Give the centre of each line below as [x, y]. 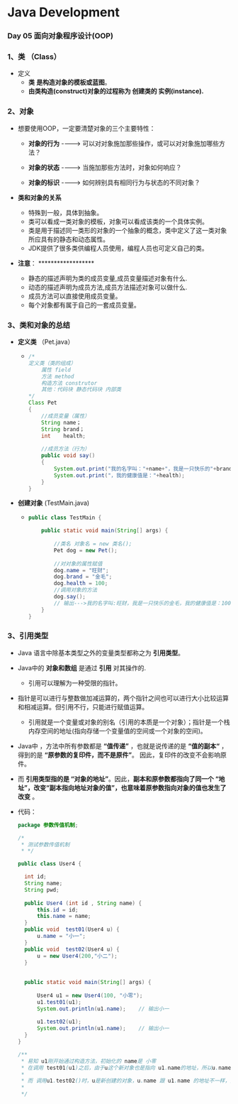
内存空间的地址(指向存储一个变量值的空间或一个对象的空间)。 [117, 731]
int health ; [64, 436]
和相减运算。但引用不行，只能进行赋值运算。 [83, 706]
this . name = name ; [64, 917]
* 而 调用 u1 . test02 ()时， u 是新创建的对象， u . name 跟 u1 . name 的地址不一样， [125, 1081]
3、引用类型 [28, 636]
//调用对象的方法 [75, 590]
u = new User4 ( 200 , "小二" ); [77, 956]
